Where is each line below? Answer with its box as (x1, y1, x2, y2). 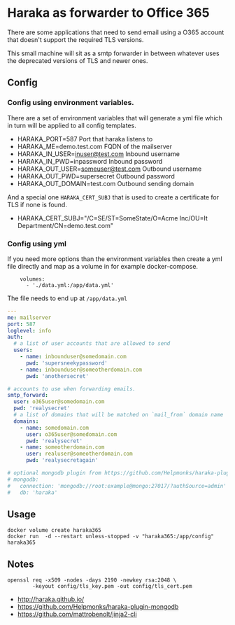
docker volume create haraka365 (7, 527, 101, 534)
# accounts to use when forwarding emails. (7, 385, 136, 393)
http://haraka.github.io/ (17, 595, 85, 603)
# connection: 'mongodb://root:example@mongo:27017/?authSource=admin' (7, 482, 227, 489)
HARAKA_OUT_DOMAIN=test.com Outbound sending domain (17, 179, 194, 188)
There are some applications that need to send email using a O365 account (7, 28, 225, 36)
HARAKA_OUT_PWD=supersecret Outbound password (17, 171, 175, 180)
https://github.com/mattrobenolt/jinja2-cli (17, 610, 138, 619)
